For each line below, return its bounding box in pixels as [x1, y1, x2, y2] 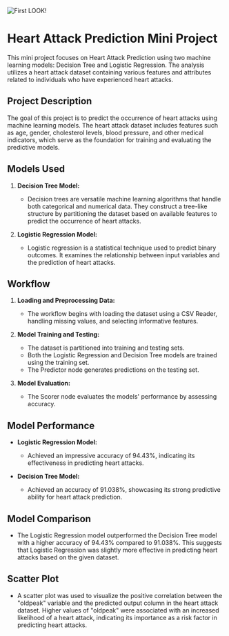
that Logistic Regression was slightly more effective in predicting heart [17, 546, 218, 554]
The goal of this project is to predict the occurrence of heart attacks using [7, 114, 218, 122]
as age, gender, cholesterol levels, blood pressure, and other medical [7, 128, 203, 137]
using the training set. [27, 359, 90, 367]
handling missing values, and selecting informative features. [27, 317, 199, 326]
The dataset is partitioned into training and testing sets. [27, 344, 185, 352]
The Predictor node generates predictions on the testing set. [27, 366, 199, 374]
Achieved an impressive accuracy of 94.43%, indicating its [27, 452, 195, 460]
